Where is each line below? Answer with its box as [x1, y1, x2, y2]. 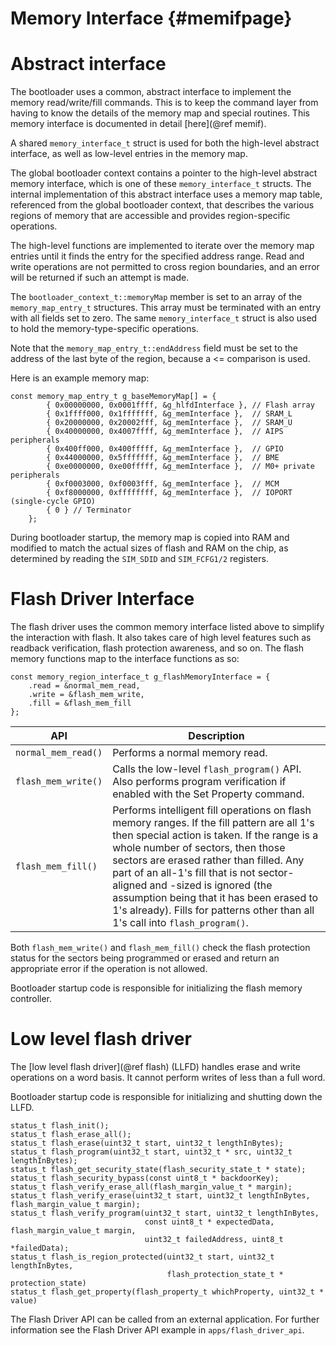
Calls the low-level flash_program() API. [112, 762, 302, 776]
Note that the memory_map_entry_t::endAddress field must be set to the [10, 342, 299, 354]
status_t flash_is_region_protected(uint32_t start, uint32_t [10, 1252, 275, 1262]
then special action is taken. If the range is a [112, 828, 319, 842]
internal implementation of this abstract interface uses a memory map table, [10, 188, 323, 201]
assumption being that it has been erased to [112, 891, 319, 905]
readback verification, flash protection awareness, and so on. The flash [10, 642, 304, 654]
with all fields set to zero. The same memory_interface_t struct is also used [10, 312, 318, 324]
